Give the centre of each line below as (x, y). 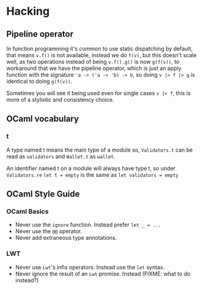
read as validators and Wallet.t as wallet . (61, 156)
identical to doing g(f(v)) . (39, 81)
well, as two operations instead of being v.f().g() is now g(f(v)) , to (93, 62)
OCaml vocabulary (43, 119)
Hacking (28, 11)
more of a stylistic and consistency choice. (60, 100)
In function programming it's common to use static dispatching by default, (100, 48)
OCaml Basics (28, 211)
